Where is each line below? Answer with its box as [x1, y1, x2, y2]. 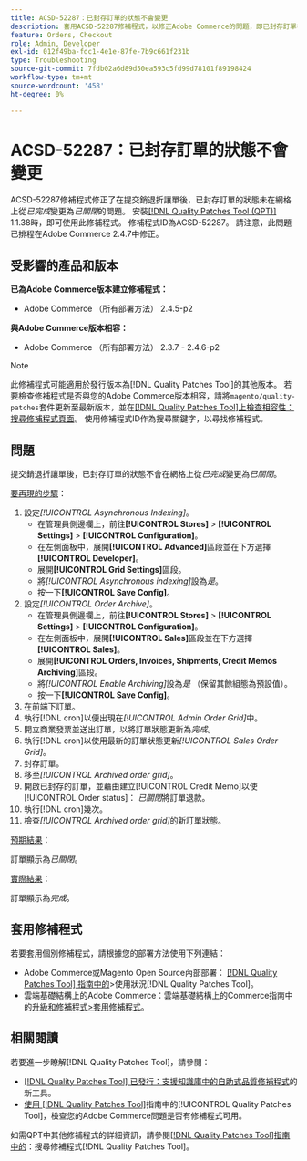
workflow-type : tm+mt [10, 73, 93, 82]
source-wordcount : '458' [10, 81, 105, 90]
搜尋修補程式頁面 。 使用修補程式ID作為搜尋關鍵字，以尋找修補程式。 [10, 413, 268, 424]
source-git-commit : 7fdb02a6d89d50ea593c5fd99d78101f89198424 [10, 65, 251, 74]
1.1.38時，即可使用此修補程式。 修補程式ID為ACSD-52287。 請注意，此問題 [10, 217, 292, 228]
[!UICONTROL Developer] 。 [36, 553, 144, 564]
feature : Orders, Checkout [10, 30, 113, 39]
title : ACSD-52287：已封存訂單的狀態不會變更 [10, 13, 169, 23]
